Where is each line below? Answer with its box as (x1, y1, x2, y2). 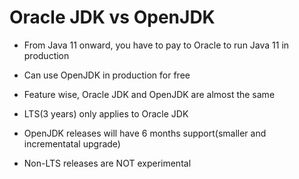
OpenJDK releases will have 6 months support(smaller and (23, 127, 267, 139)
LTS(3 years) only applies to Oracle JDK (23, 107, 189, 120)
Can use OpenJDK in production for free (23, 69, 191, 81)
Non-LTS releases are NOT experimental (23, 157, 192, 169)
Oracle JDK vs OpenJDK (9, 6, 216, 29)
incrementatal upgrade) (23, 137, 121, 150)
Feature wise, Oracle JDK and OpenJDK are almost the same (23, 88, 276, 100)
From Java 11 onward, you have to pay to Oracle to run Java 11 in (23, 39, 290, 51)
